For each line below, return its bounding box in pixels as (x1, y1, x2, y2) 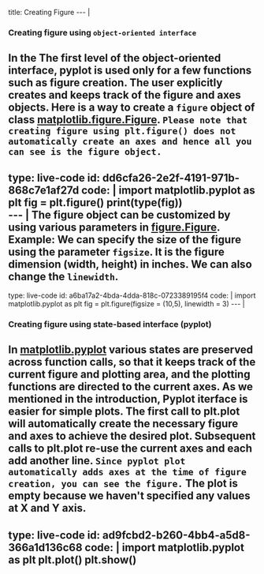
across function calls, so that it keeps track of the (8, 355, 256, 369)
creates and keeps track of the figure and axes (8, 88, 242, 102)
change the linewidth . (8, 269, 119, 283)
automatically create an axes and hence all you (8, 136, 252, 148)
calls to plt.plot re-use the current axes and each (8, 442, 253, 456)
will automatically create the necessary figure (8, 417, 239, 430)
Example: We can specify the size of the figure (8, 233, 242, 246)
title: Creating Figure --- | (8, 8, 91, 17)
